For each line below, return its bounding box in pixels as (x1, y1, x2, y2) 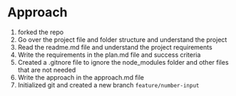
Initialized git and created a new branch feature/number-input (17, 80, 200, 89)
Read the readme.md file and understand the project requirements (17, 43, 212, 51)
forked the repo (17, 28, 64, 36)
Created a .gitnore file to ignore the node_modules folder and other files (17, 58, 230, 66)
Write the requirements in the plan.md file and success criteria (17, 50, 201, 59)
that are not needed (17, 65, 76, 74)
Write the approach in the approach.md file (17, 73, 145, 82)
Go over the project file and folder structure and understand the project (17, 35, 227, 43)
